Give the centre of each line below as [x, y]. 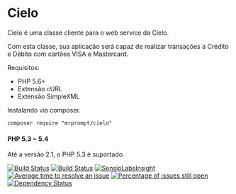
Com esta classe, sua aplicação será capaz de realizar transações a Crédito [118, 46]
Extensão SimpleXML [49, 96]
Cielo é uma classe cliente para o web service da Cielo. [88, 33]
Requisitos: [24, 67]
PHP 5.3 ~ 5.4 [28, 139]
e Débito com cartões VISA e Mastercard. [68, 54]
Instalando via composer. [44, 110]
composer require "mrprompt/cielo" [60, 123]
